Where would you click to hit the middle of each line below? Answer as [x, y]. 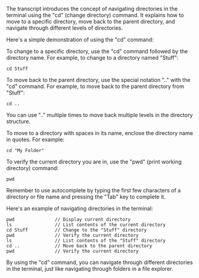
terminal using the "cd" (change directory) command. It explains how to [95, 15]
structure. [18, 121]
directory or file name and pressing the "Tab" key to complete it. [86, 197]
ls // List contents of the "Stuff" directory [86, 241]
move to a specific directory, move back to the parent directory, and [91, 21]
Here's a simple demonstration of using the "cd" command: [80, 39]
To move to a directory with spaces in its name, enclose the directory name [100, 133]
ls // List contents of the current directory [86, 225]
